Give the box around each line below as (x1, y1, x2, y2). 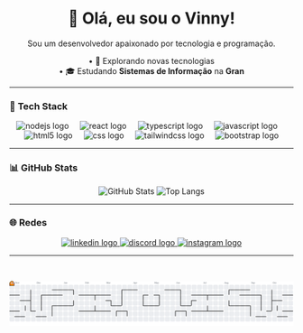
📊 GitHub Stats (9, 162, 78, 174)
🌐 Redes (9, 217, 48, 229)
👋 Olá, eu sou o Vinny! (67, 8, 236, 29)
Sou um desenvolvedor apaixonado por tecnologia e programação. (27, 38, 276, 49)
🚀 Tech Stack (9, 99, 69, 112)
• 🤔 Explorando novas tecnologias (88, 55, 215, 66)
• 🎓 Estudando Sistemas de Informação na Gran (58, 65, 245, 76)
